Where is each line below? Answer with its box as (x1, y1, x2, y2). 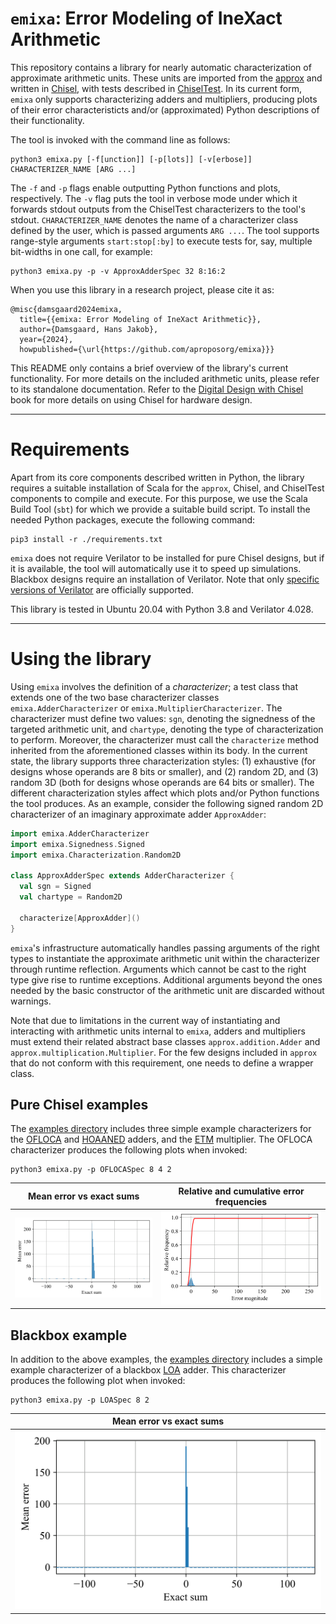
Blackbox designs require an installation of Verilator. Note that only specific (10, 573, 320, 585)
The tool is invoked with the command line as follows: (10, 133, 231, 146)
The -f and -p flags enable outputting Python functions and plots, (10, 182, 281, 194)
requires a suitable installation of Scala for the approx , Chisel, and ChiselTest (10, 482, 325, 494)
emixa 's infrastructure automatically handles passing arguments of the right (10, 942, 320, 954)
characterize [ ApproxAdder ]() (19, 913, 141, 923)
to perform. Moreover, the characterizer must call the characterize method (10, 733, 320, 746)
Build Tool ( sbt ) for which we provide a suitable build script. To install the (10, 503, 311, 515)
